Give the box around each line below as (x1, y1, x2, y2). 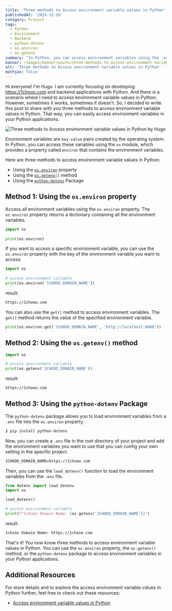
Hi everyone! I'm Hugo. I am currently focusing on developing (5, 83, 135, 90)
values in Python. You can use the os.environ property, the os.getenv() (5, 545, 156, 551)
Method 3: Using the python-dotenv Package (5, 399, 148, 408)
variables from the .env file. (5, 473, 63, 479)
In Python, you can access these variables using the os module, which (5, 141, 154, 148)
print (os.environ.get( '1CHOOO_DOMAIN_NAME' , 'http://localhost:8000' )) (5, 324, 161, 329)
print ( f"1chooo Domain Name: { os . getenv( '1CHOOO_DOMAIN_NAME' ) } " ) (5, 511, 150, 516)
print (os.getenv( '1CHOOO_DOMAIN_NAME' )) (5, 366, 93, 371)
